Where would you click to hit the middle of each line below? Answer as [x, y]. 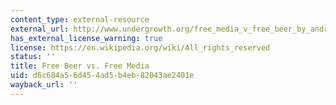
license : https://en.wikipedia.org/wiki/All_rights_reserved [140, 47]
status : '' [33, 57]
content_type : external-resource [80, 19]
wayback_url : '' [44, 85]
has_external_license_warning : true [86, 38]
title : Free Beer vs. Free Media [80, 66]
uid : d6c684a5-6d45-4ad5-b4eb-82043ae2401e [102, 76]
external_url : [40, 29]
